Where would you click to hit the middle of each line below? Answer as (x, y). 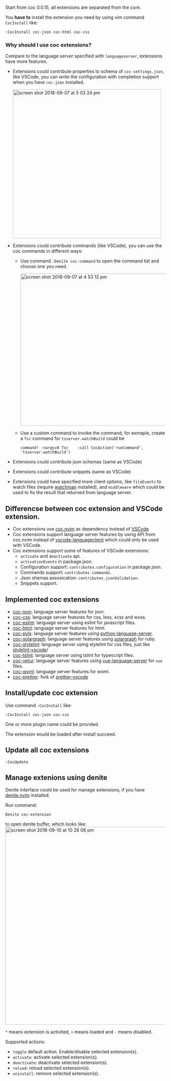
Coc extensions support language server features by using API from (84, 535)
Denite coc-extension (28, 815)
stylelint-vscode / (30, 650)
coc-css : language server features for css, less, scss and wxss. (79, 617)
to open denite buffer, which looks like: (46, 824)
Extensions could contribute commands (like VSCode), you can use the (87, 246)
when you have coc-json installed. (49, 82)
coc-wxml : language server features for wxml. (61, 671)
